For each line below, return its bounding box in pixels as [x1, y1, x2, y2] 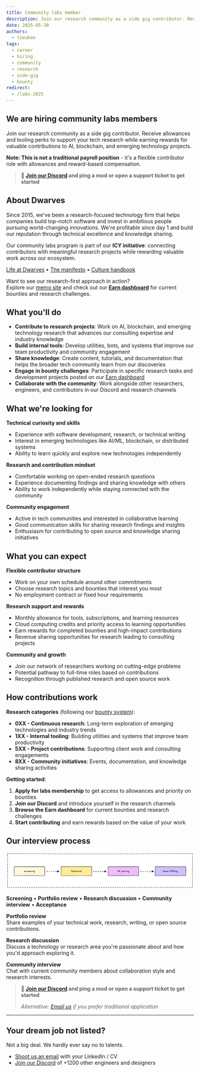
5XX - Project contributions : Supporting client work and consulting [14, 745, 181, 752]
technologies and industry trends [14, 726, 96, 733]
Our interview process [6, 836, 91, 846]
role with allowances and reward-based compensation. [6, 160, 141, 167]
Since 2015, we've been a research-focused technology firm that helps [6, 211, 180, 218]
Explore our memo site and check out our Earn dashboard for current [6, 283, 177, 291]
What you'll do [6, 307, 61, 318]
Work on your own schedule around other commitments [14, 579, 152, 586]
